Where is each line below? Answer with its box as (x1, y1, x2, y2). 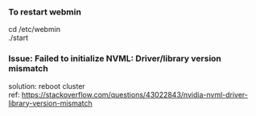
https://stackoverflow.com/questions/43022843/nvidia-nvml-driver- (21, 90, 248, 99)
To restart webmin (8, 6, 82, 18)
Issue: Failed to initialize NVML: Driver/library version (8, 53, 221, 64)
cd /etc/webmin (8, 25, 61, 34)
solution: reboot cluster (8, 81, 86, 90)
